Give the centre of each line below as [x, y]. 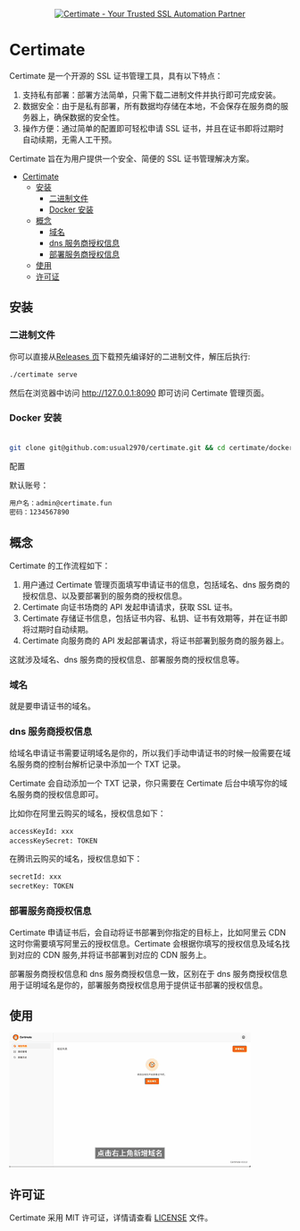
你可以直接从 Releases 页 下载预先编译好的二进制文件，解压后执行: [130, 356]
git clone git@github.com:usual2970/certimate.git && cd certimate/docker [151, 447]
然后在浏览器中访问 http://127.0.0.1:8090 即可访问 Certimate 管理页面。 [139, 393]
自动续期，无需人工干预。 [69, 140]
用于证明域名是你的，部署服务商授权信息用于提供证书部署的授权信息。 [138, 985]
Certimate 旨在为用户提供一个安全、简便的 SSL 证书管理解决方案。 [132, 158]
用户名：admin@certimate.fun [61, 503]
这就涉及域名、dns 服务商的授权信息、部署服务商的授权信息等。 [127, 660]
